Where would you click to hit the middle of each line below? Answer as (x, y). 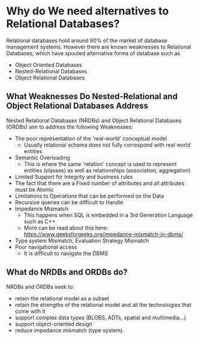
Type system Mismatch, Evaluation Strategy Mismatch (82, 240)
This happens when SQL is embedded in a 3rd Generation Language (108, 215)
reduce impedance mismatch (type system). (70, 330)
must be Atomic (34, 189)
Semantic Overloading (42, 157)
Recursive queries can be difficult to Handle (69, 202)
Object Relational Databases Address (77, 106)
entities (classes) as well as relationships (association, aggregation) (107, 170)
